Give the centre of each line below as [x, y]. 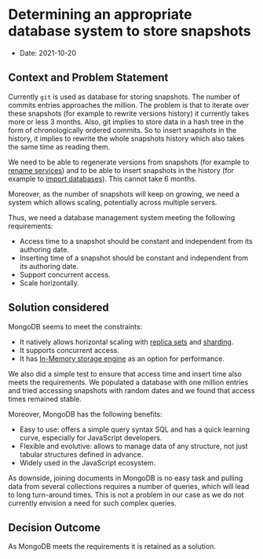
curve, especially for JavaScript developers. [91, 437]
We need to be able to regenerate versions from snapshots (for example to [129, 162]
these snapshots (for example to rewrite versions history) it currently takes [129, 113]
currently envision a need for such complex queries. [92, 503]
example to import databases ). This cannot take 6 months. [102, 178]
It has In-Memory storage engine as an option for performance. [122, 359]
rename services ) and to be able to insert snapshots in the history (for [121, 170]
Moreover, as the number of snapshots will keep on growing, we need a [124, 193]
